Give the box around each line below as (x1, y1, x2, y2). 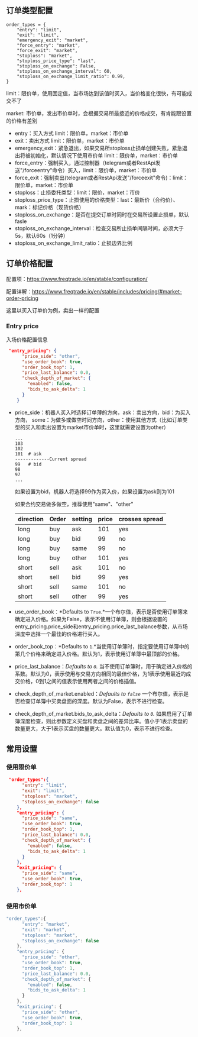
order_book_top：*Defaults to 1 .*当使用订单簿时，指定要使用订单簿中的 (14, 642, 190, 650)
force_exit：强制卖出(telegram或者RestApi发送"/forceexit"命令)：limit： (14, 174, 188, 181)
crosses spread (118, 515, 164, 523)
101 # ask (14, 451, 42, 457)
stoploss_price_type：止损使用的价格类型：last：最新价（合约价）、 (14, 196, 178, 203)
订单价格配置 (6, 259, 53, 269)
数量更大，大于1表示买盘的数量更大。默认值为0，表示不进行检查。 (14, 725, 176, 732)
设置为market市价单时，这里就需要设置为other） (51, 424, 170, 431)
